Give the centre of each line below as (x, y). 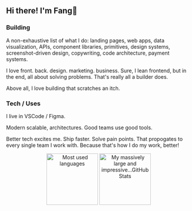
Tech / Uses (23, 103)
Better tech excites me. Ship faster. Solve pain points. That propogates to (95, 139)
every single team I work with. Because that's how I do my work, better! (93, 145)
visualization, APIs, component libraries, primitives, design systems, (88, 46)
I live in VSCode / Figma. (36, 116)
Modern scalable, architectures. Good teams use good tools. (79, 128)
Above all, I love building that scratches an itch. (63, 88)
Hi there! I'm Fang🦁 (42, 11)
